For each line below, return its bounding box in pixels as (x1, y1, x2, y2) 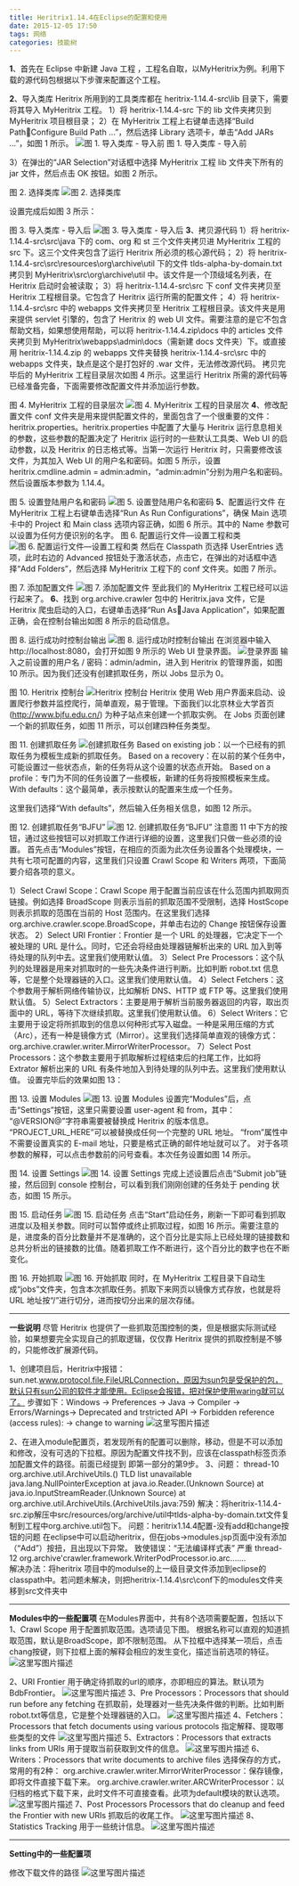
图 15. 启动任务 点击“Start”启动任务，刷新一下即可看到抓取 (9, 1209, 287, 1221)
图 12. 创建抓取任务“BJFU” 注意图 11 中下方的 (9, 821, 280, 833)
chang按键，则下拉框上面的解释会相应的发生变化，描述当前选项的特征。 (9, 1646, 274, 1657)
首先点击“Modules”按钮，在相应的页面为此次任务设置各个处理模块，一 (26, 844, 285, 855)
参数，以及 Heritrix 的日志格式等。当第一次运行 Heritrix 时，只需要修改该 (16, 445, 283, 455)
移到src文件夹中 (9, 1586, 69, 1596)
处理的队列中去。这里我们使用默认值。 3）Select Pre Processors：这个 (16, 952, 278, 963)
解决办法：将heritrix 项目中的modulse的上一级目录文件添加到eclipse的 (9, 1564, 267, 1574)
